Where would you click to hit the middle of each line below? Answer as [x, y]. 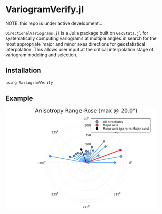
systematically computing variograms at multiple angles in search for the [81, 38]
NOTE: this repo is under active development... [54, 23]
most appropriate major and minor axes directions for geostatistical [75, 44]
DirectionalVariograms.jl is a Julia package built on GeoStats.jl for [77, 33]
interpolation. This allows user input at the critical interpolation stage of [79, 49]
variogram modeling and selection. [42, 55]
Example [19, 98]
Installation [23, 71]
